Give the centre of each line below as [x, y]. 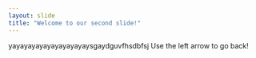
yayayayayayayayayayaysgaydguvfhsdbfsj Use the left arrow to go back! [129, 45]
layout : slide [32, 15]
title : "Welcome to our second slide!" [75, 23]
